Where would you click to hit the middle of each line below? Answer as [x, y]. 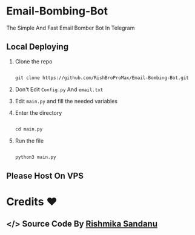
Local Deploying [37, 47]
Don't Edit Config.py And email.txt [59, 89]
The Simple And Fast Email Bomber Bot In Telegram [71, 28]
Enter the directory [38, 112]
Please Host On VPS [45, 175]
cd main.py [29, 129]
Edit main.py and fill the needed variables [66, 101]
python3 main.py [35, 157]
